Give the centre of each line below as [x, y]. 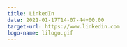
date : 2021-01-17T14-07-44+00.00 [56, 20]
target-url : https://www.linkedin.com [63, 26]
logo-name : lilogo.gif [40, 33]
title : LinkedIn [31, 13]
